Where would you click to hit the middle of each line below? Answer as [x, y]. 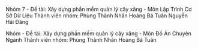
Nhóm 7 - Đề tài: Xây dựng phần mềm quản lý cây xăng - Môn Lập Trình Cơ [99, 9]
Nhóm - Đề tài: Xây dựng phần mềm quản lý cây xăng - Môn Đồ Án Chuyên [98, 33]
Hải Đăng [17, 22]
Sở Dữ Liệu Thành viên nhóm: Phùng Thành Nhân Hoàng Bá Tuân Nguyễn [97, 16]
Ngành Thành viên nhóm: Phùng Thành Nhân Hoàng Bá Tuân [81, 40]
